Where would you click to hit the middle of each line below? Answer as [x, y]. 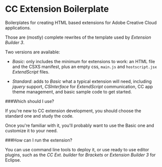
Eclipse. [13, 160]
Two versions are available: [33, 52]
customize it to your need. [31, 130]
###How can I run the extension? [39, 140]
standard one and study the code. [39, 116]
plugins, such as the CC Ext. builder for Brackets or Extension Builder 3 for [81, 155]
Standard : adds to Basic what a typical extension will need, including [82, 81]
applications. [18, 27]
